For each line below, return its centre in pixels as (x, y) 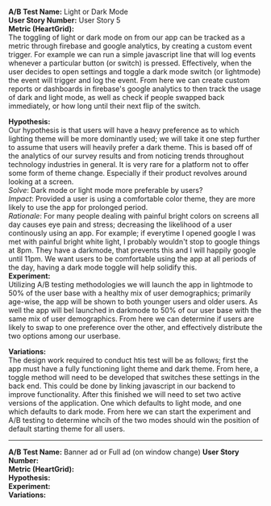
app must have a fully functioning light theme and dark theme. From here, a (133, 369)
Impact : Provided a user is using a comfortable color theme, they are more (132, 199)
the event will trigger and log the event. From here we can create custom (129, 80)
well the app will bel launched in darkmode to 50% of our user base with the (135, 310)
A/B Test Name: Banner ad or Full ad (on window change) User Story (124, 452)
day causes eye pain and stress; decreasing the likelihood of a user (120, 224)
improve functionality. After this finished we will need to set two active (125, 394)
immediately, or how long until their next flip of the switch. (105, 106)
